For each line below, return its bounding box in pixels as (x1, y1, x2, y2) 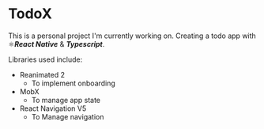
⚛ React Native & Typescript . (8, 39, 105, 48)
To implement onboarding (31, 78, 116, 88)
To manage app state (31, 95, 101, 104)
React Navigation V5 (19, 104, 87, 113)
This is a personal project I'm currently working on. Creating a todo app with (8, 31, 257, 40)
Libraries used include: (8, 55, 83, 64)
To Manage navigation (31, 112, 104, 121)
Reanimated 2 (19, 70, 66, 79)
